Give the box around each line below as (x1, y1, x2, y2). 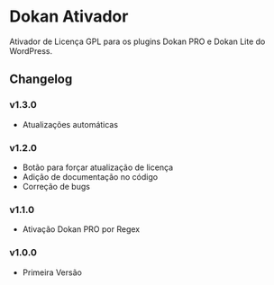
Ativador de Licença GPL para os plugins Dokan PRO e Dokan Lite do (9, 36, 266, 47)
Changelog (9, 72, 73, 87)
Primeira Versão (22, 267, 83, 278)
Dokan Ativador (9, 6, 129, 27)
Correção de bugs (22, 181, 90, 191)
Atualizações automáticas (22, 119, 119, 129)
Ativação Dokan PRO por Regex (22, 224, 141, 235)
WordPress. (9, 45, 53, 56)
